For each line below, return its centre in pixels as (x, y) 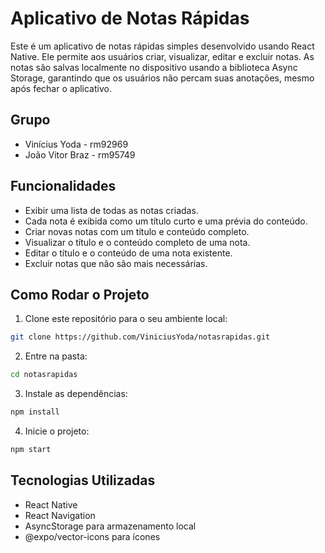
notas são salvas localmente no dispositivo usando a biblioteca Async (154, 67)
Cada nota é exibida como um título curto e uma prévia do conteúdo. (166, 221)
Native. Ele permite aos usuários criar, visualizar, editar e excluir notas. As (162, 56)
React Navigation (60, 515)
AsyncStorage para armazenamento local (110, 526)
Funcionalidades (63, 186)
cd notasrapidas (44, 375)
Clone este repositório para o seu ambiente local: (126, 319)
